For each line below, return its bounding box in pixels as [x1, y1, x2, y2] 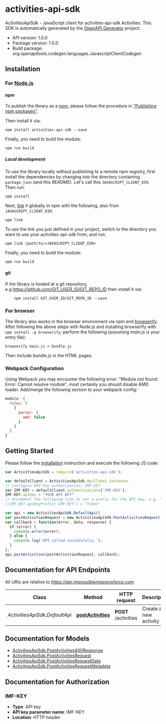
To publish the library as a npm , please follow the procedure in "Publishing [5, 103, 157, 109]
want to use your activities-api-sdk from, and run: [5, 231, 106, 237]
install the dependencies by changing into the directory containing [5, 174, 140, 180]
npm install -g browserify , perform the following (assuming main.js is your [5, 329, 160, 335]
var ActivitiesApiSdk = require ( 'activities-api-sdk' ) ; [5, 469, 123, 474]
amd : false [23, 415, 45, 420]
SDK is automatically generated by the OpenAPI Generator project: [5, 25, 141, 31]
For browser [5, 307, 35, 314]
